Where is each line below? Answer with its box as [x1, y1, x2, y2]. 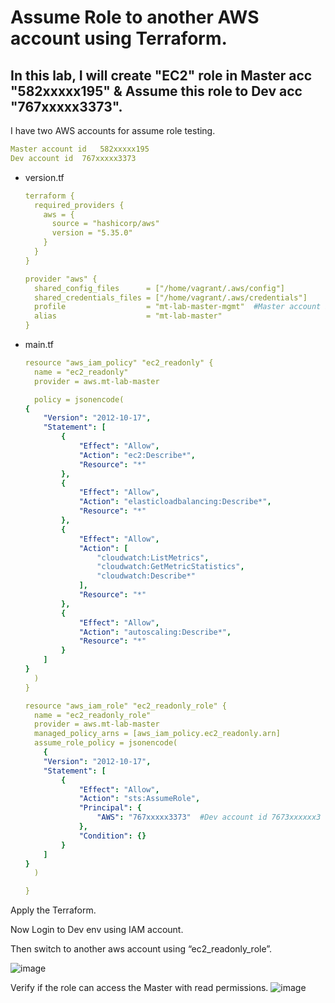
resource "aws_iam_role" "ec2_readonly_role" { [24, 701, 227, 711]
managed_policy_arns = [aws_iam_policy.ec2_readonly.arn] [34, 729, 281, 739]
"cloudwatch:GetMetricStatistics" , [96, 562, 245, 572]
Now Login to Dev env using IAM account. [10, 924, 184, 936]
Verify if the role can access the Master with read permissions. [10, 982, 269, 994]
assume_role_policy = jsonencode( [34, 738, 178, 748]
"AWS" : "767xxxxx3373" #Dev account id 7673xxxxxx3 [96, 812, 322, 823]
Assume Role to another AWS [10, 6, 260, 29]
